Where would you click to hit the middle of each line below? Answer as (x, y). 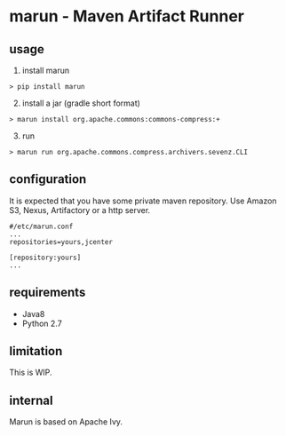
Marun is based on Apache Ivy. (66, 422)
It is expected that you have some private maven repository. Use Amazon (143, 201)
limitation (36, 351)
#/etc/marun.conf (41, 226)
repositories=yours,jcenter (61, 242)
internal (31, 400)
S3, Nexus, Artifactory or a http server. (80, 210)
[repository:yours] (45, 258)
